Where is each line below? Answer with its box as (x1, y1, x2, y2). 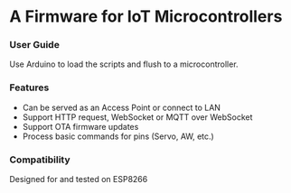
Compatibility (9, 153, 70, 166)
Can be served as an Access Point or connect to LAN (22, 102, 221, 113)
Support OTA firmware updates (22, 121, 139, 132)
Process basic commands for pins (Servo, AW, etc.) (22, 131, 214, 142)
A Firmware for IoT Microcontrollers (9, 6, 283, 27)
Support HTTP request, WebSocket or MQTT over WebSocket (22, 111, 253, 123)
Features (9, 81, 50, 94)
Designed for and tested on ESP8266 (9, 174, 148, 185)
